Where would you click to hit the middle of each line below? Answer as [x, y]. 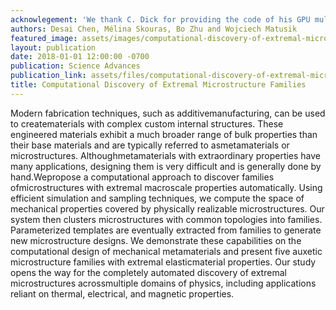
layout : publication [53, 47]
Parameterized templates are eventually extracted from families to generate [166, 230]
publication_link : [48, 76]
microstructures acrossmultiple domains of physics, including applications [163, 283]
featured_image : [44, 38]
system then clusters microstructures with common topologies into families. [166, 219]
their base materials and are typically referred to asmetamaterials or [150, 145]
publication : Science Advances [75, 66]
